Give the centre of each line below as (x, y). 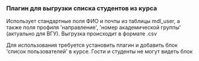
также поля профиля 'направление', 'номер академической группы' (94, 27)
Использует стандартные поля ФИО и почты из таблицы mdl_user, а (93, 21)
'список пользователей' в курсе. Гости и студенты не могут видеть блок (99, 52)
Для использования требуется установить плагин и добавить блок (92, 45)
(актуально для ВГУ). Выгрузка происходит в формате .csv (82, 34)
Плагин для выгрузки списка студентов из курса (82, 8)
